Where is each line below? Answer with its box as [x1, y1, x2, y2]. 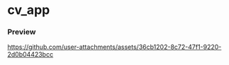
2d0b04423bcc [7, 50, 54, 59]
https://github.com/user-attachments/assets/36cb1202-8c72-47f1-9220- [7, 43, 222, 51]
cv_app [7, 2, 50, 18]
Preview [7, 27, 36, 37]
